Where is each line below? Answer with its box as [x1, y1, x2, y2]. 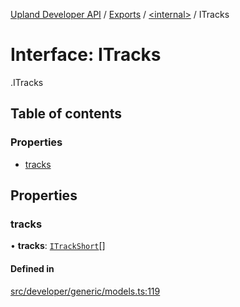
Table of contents [10, 105, 122, 123]
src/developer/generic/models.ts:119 [10, 285, 161, 297]
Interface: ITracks [10, 44, 162, 66]
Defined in [10, 262, 55, 274]
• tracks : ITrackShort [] [10, 240, 106, 252]
